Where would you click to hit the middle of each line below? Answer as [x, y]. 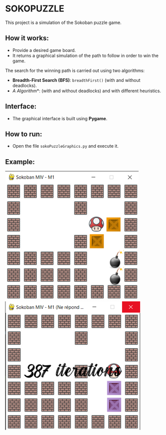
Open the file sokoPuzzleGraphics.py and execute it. [65, 146]
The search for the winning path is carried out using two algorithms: [75, 70]
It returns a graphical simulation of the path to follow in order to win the [85, 55]
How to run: [24, 134]
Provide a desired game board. [44, 50]
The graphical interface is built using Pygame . [60, 118]
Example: [20, 162]
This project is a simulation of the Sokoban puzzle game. [63, 22]
